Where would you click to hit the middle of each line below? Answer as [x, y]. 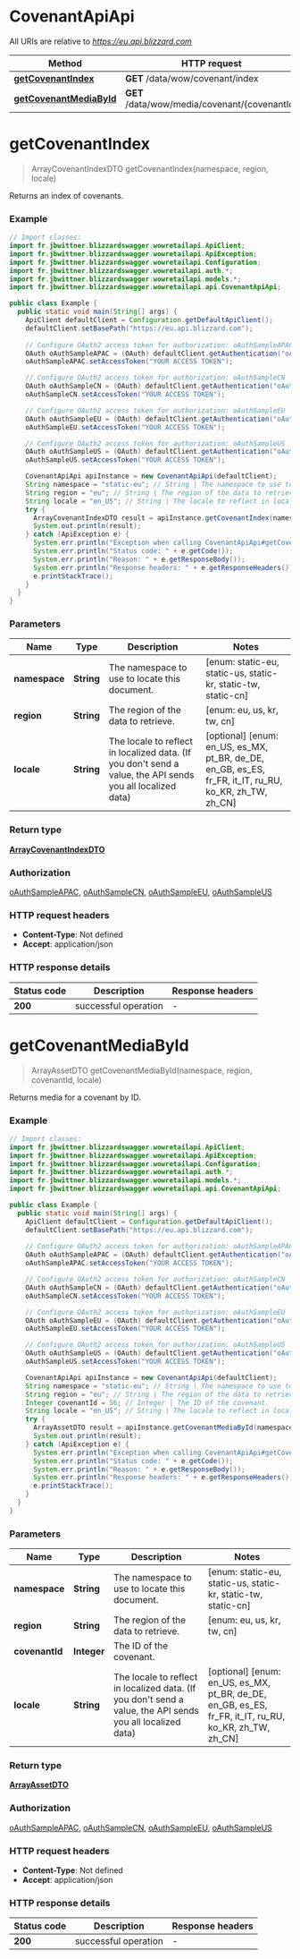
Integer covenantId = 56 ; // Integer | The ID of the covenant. [147, 1402]
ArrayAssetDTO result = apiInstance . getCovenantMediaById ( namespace [163, 1428]
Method [65, 63]
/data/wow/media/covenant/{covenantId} [211, 104]
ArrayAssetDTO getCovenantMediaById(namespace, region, [142, 1070]
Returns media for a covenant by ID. [75, 1097]
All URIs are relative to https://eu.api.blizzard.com [100, 41]
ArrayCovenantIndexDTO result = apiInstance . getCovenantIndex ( [153, 518]
